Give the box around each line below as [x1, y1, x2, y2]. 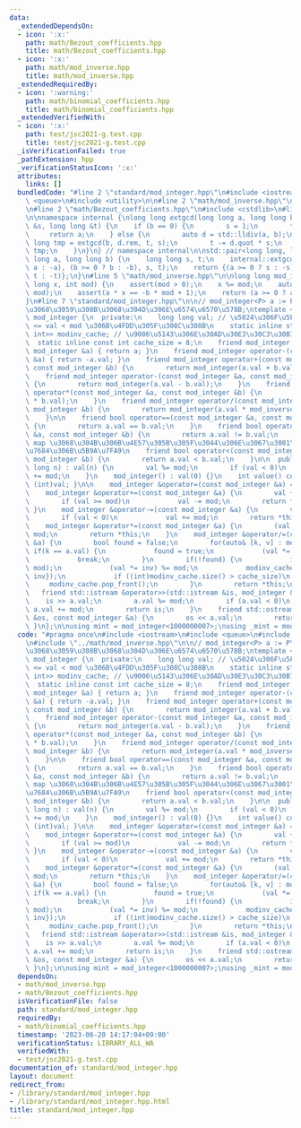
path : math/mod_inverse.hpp [25, 64, 130, 73]
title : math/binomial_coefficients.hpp [25, 105, 175, 114]
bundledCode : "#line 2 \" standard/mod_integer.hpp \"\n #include [17, 188, 258, 197]
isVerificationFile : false [17, 997, 118, 1006]
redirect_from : [9, 1080, 66, 1089]
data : [9, 13, 30, 22]
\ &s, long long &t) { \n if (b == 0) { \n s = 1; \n [25, 221, 258, 230]
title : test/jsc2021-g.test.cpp [25, 138, 146, 147]
